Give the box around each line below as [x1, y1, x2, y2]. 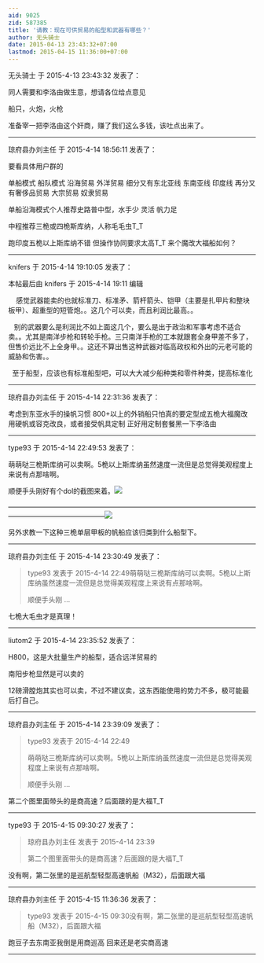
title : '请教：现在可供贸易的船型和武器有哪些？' [8, 26, 152, 34]
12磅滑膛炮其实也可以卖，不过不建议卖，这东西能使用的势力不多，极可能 [8, 685, 243, 695]
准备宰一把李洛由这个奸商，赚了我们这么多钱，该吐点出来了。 [8, 121, 208, 130]
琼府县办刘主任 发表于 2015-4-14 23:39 [27, 837, 156, 846]
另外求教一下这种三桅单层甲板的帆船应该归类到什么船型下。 [8, 527, 201, 537]
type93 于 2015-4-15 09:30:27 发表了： [8, 821, 136, 829]
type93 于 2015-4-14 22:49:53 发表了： [8, 443, 137, 452]
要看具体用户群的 [8, 162, 64, 171]
